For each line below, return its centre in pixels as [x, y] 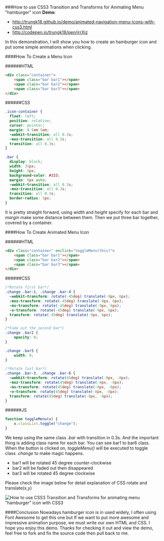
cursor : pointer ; [27, 125]
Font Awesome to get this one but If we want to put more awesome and [77, 517]
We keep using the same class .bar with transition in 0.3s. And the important [82, 438]
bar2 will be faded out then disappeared [53, 468]
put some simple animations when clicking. [48, 47]
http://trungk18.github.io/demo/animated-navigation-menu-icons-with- [84, 22]
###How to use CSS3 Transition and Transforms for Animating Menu [74, 7]
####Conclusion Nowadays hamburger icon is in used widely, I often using [81, 512]
